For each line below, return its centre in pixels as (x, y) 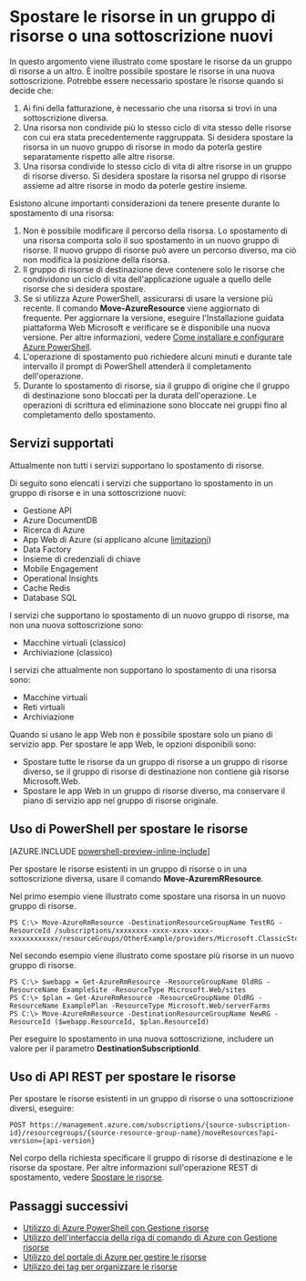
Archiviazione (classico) (67, 652)
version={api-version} (52, 1142)
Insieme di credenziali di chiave (82, 559)
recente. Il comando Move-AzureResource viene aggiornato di (141, 308)
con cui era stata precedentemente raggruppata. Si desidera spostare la (158, 137)
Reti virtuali (44, 707)
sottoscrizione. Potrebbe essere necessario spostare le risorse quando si (147, 80)
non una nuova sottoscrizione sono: (76, 625)
